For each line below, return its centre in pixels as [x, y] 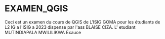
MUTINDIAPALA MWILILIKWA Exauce [43, 32]
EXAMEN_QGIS [36, 9]
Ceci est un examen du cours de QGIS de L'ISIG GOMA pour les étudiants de [82, 22]
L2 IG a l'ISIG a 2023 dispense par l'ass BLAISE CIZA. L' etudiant [70, 27]
